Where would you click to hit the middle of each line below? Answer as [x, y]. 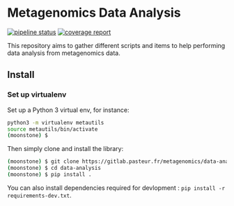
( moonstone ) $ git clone [43, 161]
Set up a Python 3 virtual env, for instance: [68, 110]
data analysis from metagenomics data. [64, 53]
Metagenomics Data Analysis [94, 13]
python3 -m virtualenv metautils [56, 122]
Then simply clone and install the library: [65, 149]
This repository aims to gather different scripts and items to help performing [116, 45]
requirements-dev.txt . [39, 195]
